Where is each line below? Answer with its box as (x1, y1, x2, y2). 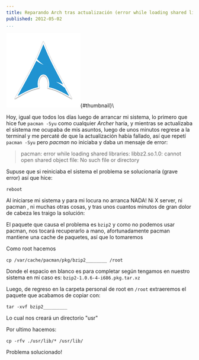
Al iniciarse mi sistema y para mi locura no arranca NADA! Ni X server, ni (6, 196, 182, 204)
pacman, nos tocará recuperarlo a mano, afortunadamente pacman (6, 227, 171, 234)
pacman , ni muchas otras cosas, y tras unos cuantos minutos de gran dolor (6, 203, 191, 210)
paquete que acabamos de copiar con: (6, 291, 101, 299)
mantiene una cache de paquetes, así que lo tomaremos (6, 233, 143, 240)
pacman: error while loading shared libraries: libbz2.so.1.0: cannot (20, 150, 182, 157)
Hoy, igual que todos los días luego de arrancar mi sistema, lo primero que (6, 113, 188, 120)
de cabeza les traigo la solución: (6, 209, 85, 216)
